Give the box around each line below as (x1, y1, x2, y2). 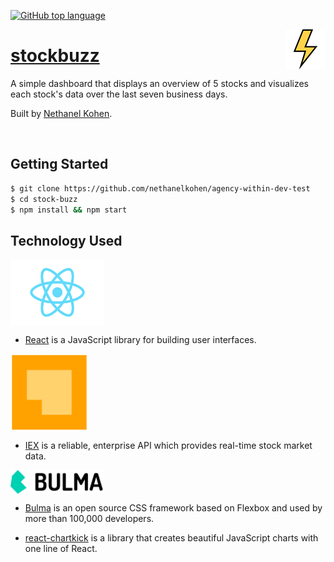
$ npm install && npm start (10, 205, 128, 215)
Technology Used (10, 232, 123, 249)
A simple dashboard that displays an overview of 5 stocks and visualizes (10, 77, 310, 89)
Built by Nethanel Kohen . (10, 107, 113, 119)
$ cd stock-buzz (10, 194, 78, 204)
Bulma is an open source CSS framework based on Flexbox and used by (24, 501, 323, 514)
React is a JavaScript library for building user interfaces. (24, 334, 257, 346)
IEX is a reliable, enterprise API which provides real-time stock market (24, 440, 313, 452)
